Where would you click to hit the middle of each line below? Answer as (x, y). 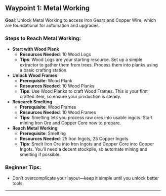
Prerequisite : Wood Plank (46, 81)
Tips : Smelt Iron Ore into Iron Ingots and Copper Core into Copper (87, 144)
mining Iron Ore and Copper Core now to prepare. (70, 123)
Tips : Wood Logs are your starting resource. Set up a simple (81, 60)
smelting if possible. (40, 155)
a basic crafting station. (43, 70)
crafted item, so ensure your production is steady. (70, 97)
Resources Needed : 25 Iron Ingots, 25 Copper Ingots (74, 139)
